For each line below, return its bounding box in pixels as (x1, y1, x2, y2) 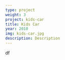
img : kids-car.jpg (5, 31, 44, 36)
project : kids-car (5, 17, 44, 22)
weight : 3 (5, 12, 26, 17)
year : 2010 (5, 26, 28, 32)
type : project (5, 7, 36, 13)
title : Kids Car (5, 21, 40, 27)
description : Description (5, 36, 60, 41)
